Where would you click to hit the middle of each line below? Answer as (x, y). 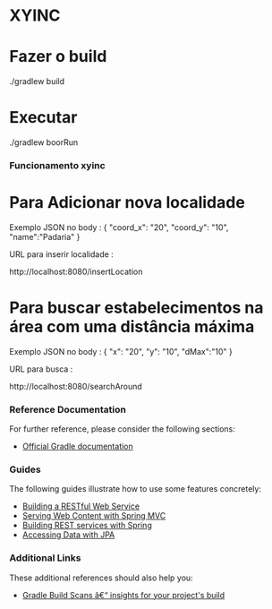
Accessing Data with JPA (68, 535)
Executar (43, 118)
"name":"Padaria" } (45, 236)
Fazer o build (58, 57)
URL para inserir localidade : (61, 254)
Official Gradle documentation (78, 446)
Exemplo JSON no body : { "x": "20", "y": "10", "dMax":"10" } (121, 351)
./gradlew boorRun (44, 142)
